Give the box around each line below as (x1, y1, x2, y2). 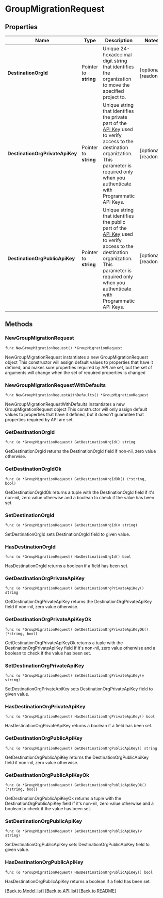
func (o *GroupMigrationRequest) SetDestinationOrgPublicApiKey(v (5, 829, 142, 834)
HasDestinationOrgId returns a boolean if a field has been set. (5, 563, 129, 569)
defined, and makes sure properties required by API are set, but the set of (5, 364, 153, 370)
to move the (102, 82, 130, 88)
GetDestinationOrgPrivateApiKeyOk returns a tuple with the (5, 639, 123, 646)
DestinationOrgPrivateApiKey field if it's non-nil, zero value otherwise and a (5, 645, 156, 651)
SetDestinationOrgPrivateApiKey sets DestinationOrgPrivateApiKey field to (5, 686, 153, 692)
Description (105, 37, 133, 44)
